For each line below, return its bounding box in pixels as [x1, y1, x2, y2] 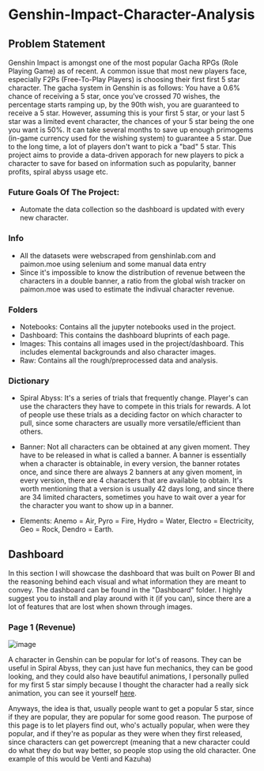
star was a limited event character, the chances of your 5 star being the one [8, 117, 255, 126]
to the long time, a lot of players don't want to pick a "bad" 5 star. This [8, 142, 237, 151]
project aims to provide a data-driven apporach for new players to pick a [8, 150, 244, 160]
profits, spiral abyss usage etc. [8, 167, 108, 176]
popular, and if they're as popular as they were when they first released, [8, 729, 243, 739]
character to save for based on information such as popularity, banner [8, 159, 236, 167]
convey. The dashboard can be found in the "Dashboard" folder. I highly [8, 585, 243, 594]
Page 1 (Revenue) [8, 622, 77, 633]
